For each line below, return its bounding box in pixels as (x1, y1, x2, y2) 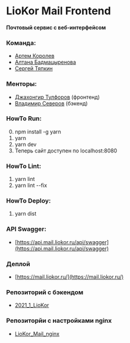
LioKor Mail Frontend (6, 4, 111, 18)
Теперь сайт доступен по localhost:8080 (14, 147, 118, 154)
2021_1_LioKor (14, 302, 49, 309)
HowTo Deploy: (6, 197, 52, 205)
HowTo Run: (6, 114, 42, 123)
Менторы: (6, 80, 37, 88)
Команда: (6, 39, 36, 47)
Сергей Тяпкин (14, 65, 53, 72)
